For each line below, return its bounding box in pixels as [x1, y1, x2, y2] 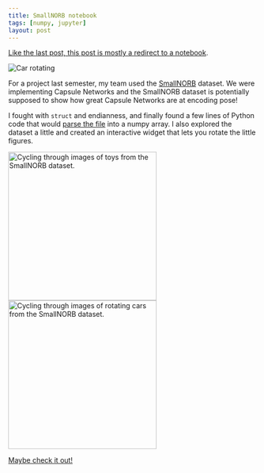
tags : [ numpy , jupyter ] [8, 19, 87, 27]
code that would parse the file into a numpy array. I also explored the [8, 120, 232, 129]
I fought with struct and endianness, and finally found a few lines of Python [8, 111, 255, 120]
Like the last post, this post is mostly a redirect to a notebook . [8, 48, 209, 58]
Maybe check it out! [8, 456, 74, 465]
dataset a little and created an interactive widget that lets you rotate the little [8, 128, 256, 137]
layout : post [8, 26, 51, 34]
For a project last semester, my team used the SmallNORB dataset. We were [8, 78, 255, 88]
